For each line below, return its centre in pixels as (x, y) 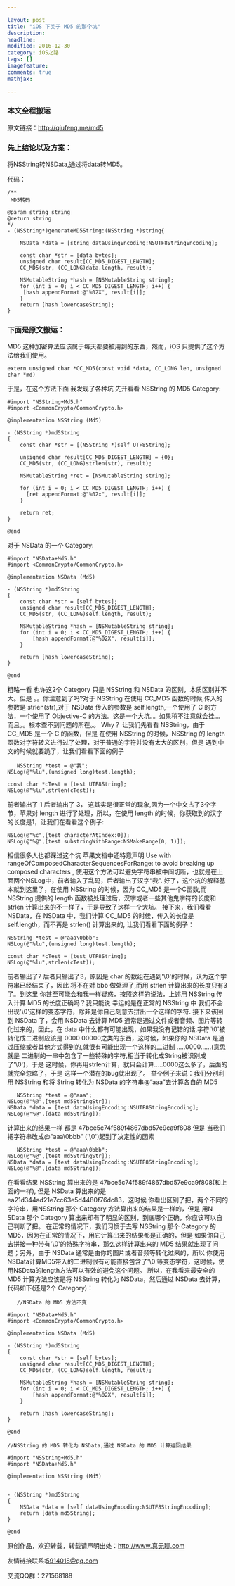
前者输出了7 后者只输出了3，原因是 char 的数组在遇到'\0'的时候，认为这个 (114, 976)
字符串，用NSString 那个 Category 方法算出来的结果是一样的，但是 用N (110, 1209)
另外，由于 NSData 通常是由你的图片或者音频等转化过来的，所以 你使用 (122, 1253)
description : (26, 33)
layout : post (26, 20)
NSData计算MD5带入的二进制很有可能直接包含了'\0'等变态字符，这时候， (113, 1261)
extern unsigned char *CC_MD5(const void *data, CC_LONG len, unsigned (114, 369)
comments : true (29, 72)
